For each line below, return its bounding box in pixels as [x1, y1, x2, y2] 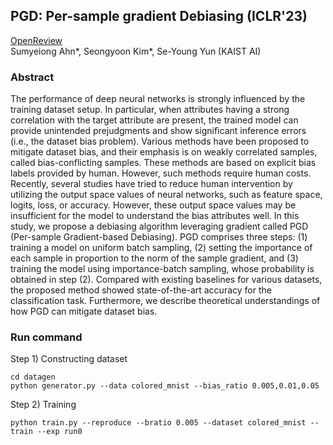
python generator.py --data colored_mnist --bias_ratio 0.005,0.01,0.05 [10, 381, 320, 391]
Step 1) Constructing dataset [10, 353, 128, 365]
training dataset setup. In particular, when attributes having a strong [10, 104, 290, 116]
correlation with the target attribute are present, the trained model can [10, 114, 299, 126]
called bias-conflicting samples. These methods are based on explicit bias [10, 157, 317, 169]
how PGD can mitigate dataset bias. [10, 305, 158, 318]
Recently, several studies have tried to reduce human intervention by [10, 178, 293, 190]
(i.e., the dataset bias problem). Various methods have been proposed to [10, 135, 310, 148]
